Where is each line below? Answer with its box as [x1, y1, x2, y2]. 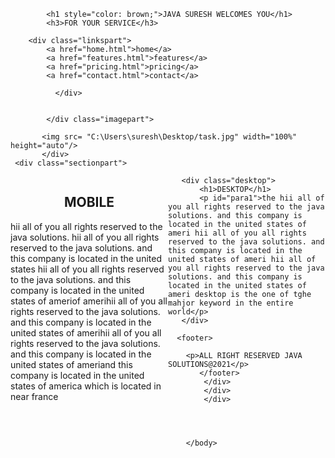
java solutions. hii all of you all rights [10, 231, 160, 243]
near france [10, 390, 59, 402]
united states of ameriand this [10, 358, 133, 370]
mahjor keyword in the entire [168, 298, 294, 308]
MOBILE [63, 194, 115, 211]
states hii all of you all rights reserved [10, 263, 165, 275]
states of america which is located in [10, 380, 162, 392]
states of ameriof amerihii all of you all [10, 295, 168, 307]
